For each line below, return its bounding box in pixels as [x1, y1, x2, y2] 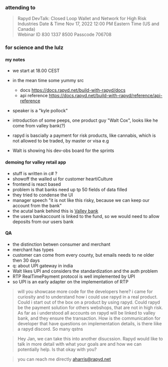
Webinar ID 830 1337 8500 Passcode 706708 [17, 32, 112, 38]
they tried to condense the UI [12, 192, 73, 198]
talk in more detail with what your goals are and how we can [17, 341, 142, 347]
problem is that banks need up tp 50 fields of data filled [12, 186, 127, 192]
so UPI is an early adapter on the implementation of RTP [12, 278, 129, 284]
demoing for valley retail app [5, 159, 66, 165]
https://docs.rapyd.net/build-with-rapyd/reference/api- [49, 93, 163, 99]
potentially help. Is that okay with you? [17, 346, 97, 352]
